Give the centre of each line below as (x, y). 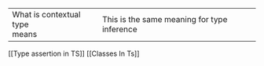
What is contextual (46, 15)
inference (119, 29)
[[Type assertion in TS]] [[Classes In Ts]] (74, 53)
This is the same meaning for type (165, 19)
